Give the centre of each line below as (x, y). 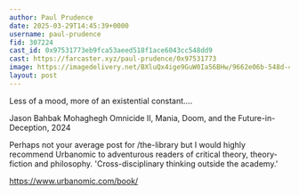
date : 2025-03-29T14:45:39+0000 (69, 26)
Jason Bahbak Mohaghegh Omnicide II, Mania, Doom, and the (123, 118)
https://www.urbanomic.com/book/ (74, 181)
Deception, (29, 127)
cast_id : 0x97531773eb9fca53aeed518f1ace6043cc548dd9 (111, 51)
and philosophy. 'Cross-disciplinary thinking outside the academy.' (156, 163)
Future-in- (257, 118)
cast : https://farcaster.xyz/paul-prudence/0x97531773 (113, 59)
